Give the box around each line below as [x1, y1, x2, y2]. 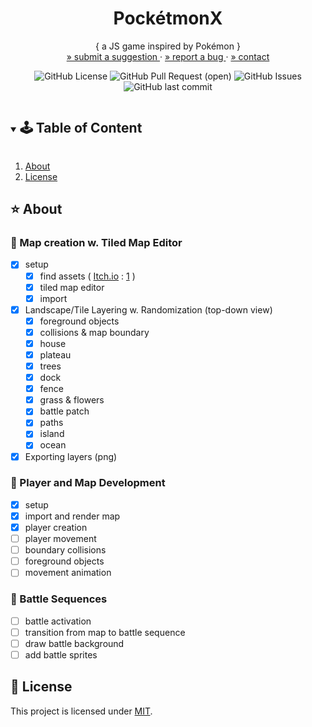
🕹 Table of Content [19, 120, 143, 137]
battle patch [39, 405, 90, 417]
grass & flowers [39, 394, 105, 406]
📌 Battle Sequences [10, 592, 108, 606]
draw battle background [24, 637, 125, 649]
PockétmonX [113, 7, 223, 30]
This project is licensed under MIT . [10, 705, 153, 717]
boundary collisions [24, 544, 107, 556]
